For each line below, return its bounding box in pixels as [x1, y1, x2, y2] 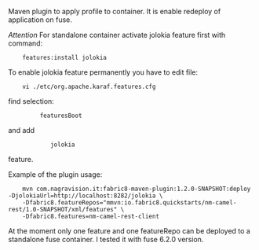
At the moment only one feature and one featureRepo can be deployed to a [8, 226, 251, 235]
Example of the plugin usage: [8, 170, 103, 179]
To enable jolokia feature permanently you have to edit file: [8, 68, 199, 77]
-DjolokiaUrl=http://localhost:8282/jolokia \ [8, 192, 163, 200]
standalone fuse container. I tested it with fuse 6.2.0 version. [8, 235, 204, 244]
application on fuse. [8, 15, 73, 24]
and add [8, 126, 35, 134]
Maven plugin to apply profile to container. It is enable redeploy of [8, 7, 221, 16]
